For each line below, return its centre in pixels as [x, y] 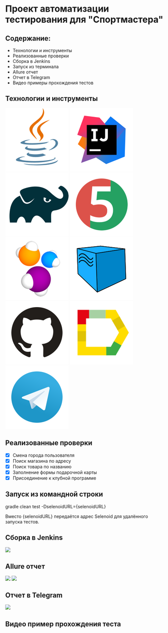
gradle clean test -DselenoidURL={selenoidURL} [56, 506]
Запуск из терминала [36, 67]
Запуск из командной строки [54, 494]
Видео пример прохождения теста [63, 624]
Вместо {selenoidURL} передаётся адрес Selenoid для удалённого [77, 516]
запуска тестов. [22, 522]
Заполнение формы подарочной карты [55, 472]
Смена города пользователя [44, 455]
